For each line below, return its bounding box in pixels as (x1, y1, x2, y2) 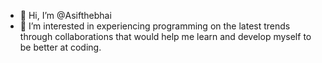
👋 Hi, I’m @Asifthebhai (19, 10, 112, 21)
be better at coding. (19, 41, 102, 53)
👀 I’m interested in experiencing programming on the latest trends (19, 20, 291, 32)
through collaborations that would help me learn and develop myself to (19, 31, 312, 42)
